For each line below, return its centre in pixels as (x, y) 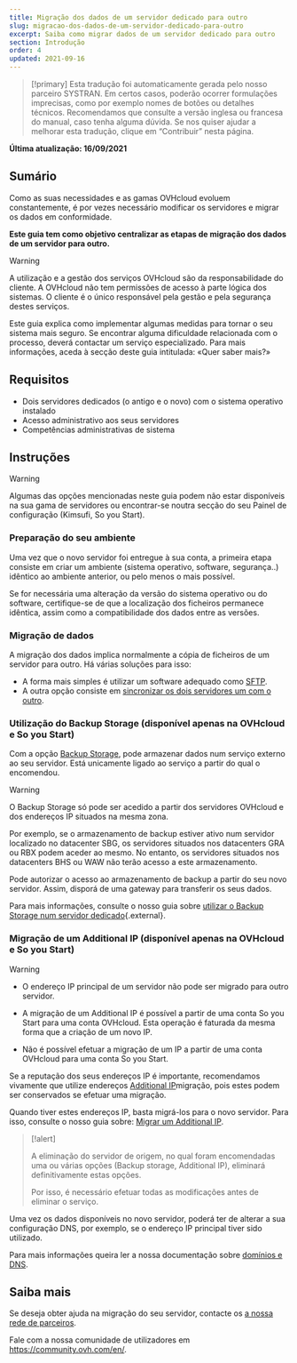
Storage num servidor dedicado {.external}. (87, 916)
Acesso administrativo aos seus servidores (101, 420)
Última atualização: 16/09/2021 (68, 148)
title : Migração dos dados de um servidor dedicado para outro (129, 17)
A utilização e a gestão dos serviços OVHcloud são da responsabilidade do (146, 277)
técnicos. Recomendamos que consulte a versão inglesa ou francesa (157, 112)
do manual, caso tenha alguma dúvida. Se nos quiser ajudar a (144, 122)
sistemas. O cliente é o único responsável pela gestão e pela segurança (141, 297)
